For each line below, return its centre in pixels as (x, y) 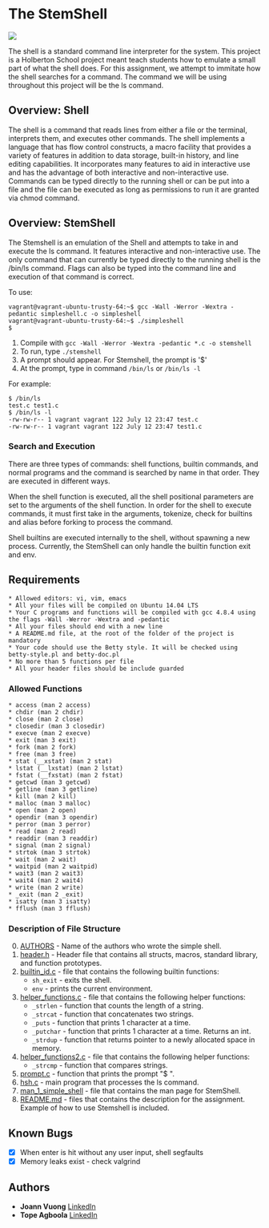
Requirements (44, 580)
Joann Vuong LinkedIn (58, 1206)
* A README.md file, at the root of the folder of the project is (121, 633)
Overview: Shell (49, 110)
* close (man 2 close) (46, 719)
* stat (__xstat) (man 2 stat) (60, 761)
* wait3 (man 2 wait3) (46, 873)
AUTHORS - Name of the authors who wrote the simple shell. (120, 946)
